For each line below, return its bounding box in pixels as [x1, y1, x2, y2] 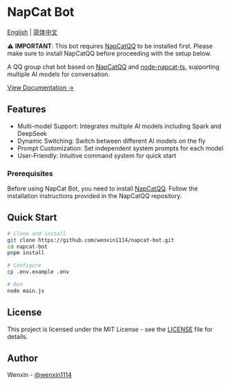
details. [7, 332, 28, 340]
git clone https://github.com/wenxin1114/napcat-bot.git [7, 236, 175, 243]
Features [7, 103, 46, 115]
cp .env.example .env [7, 268, 70, 276]
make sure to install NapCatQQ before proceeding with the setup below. [7, 49, 212, 58]
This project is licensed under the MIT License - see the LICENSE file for [7, 325, 213, 333]
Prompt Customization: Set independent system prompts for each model [17, 143, 224, 152]
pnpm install [7, 249, 45, 256]
